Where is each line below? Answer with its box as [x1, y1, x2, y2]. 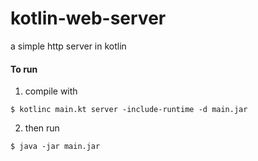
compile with [24, 85, 78, 97]
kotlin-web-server [10, 7, 167, 30]
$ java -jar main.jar [10, 142, 101, 152]
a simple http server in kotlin [10, 40, 127, 52]
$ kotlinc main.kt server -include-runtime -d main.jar [10, 105, 248, 115]
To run [10, 63, 38, 75]
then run [24, 122, 60, 134]
